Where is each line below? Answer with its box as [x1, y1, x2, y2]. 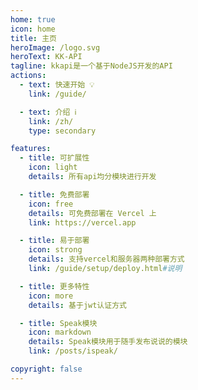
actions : [10, 71, 47, 81]
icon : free [28, 199, 74, 209]
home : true [10, 14, 56, 25]
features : [10, 144, 52, 154]
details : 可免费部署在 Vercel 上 [28, 208, 157, 218]
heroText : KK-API [10, 52, 83, 62]
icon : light [28, 162, 78, 173]
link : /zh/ [28, 116, 74, 126]
